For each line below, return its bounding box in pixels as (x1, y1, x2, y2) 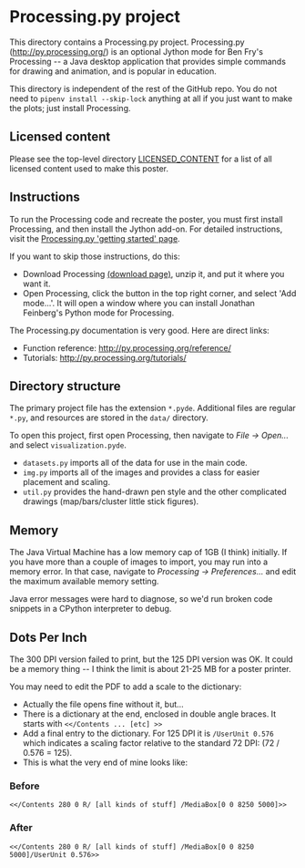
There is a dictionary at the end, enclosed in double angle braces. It (22, 708, 277, 719)
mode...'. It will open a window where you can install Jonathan (22, 297, 255, 308)
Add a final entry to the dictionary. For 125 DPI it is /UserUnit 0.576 (22, 728, 275, 739)
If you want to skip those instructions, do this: (9, 251, 180, 262)
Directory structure (9, 378, 121, 394)
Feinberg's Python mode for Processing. (22, 307, 175, 318)
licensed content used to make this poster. (9, 162, 169, 174)
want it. (22, 278, 51, 289)
